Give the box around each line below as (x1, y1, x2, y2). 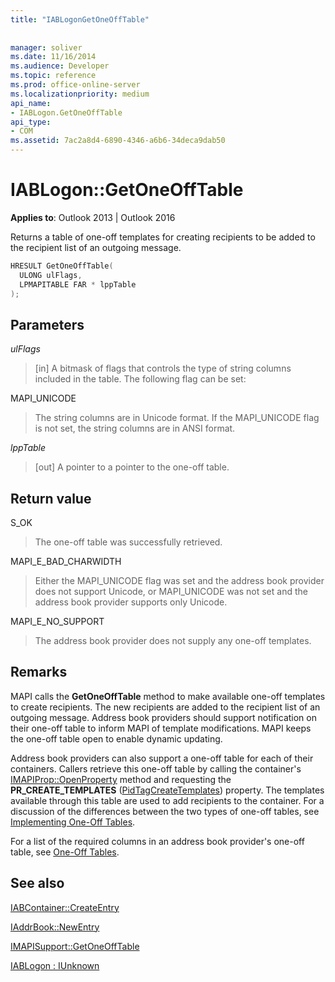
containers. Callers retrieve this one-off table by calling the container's (10, 762, 302, 775)
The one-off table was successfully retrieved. (34, 536, 223, 548)
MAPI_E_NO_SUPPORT (10, 616, 105, 628)
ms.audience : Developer (10, 61, 110, 71)
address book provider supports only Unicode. (34, 596, 228, 608)
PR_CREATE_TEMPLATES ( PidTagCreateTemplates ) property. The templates (10, 784, 325, 796)
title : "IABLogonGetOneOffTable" (10, 14, 150, 25)
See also (10, 875, 65, 892)
